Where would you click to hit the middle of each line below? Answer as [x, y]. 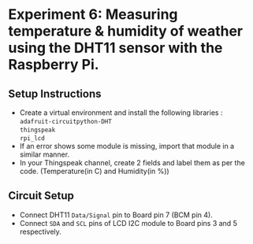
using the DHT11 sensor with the [115, 48]
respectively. [40, 231]
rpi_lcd [32, 139]
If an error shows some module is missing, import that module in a [127, 146]
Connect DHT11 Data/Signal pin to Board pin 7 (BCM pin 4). [116, 215]
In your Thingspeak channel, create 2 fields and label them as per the [132, 163]
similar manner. [44, 154]
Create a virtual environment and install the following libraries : [121, 113]
